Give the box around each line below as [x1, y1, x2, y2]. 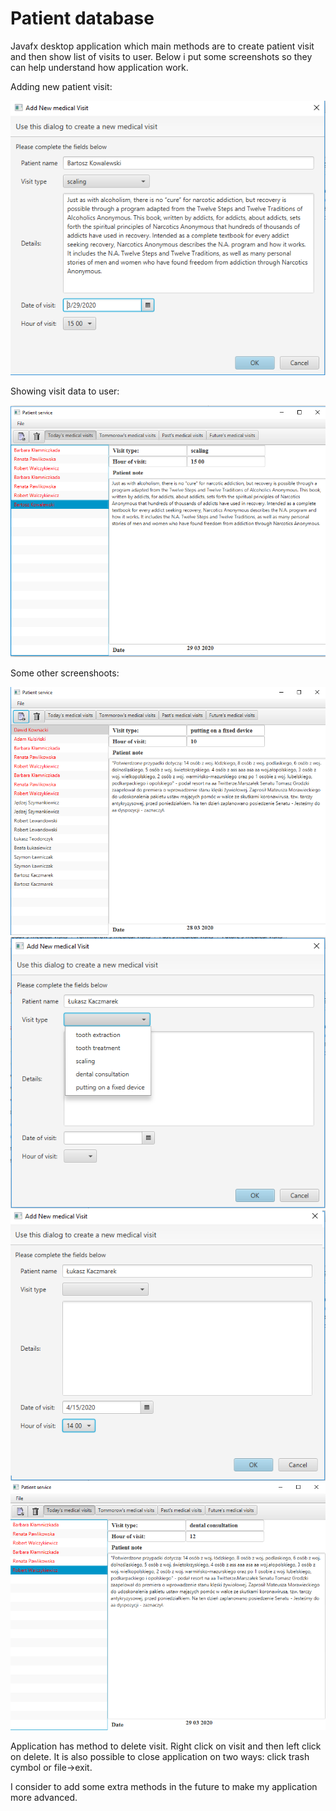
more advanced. [10, 1792, 78, 1804]
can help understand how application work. [10, 61, 189, 73]
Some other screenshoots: [10, 667, 120, 679]
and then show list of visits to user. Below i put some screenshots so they [10, 50, 313, 62]
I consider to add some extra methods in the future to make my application [10, 1781, 318, 1793]
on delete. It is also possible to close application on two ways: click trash [10, 1751, 310, 1763]
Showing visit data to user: [10, 385, 120, 397]
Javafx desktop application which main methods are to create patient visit [10, 40, 315, 52]
